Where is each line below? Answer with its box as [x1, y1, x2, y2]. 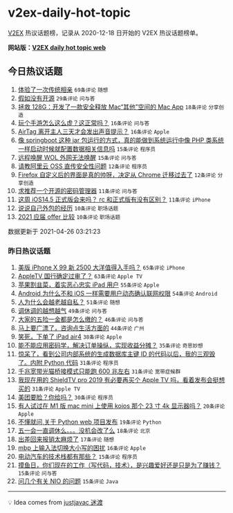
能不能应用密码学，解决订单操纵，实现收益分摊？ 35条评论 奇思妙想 [17, 341, 203, 350]
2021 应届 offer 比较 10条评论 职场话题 [17, 213, 120, 221]
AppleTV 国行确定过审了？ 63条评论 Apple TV [17, 272, 142, 280]
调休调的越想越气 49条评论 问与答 [17, 307, 108, 315]
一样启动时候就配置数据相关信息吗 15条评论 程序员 [17, 144, 156, 153]
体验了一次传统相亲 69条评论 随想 [17, 85, 109, 93]
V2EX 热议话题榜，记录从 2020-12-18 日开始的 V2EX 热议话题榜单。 [8, 28, 203, 37]
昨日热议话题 [8, 246, 51, 255]
